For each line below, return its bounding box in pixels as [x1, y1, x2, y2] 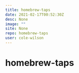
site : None [5, 26, 28, 31]
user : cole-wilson [5, 36, 44, 41]
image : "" [5, 21, 26, 27]
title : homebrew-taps [5, 7, 51, 13]
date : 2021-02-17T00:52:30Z [5, 12, 64, 17]
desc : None [5, 17, 28, 22]
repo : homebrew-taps [5, 31, 49, 36]
